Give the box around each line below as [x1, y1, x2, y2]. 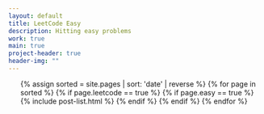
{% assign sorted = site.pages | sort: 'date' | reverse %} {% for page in [19, 78, 256, 89]
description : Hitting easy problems [8, 27, 132, 35]
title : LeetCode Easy [8, 19, 82, 27]
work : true [8, 34, 45, 43]
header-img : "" [8, 57, 60, 65]
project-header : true [8, 49, 82, 57]
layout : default [8, 11, 63, 20]
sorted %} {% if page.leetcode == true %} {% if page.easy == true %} [19, 87, 254, 97]
